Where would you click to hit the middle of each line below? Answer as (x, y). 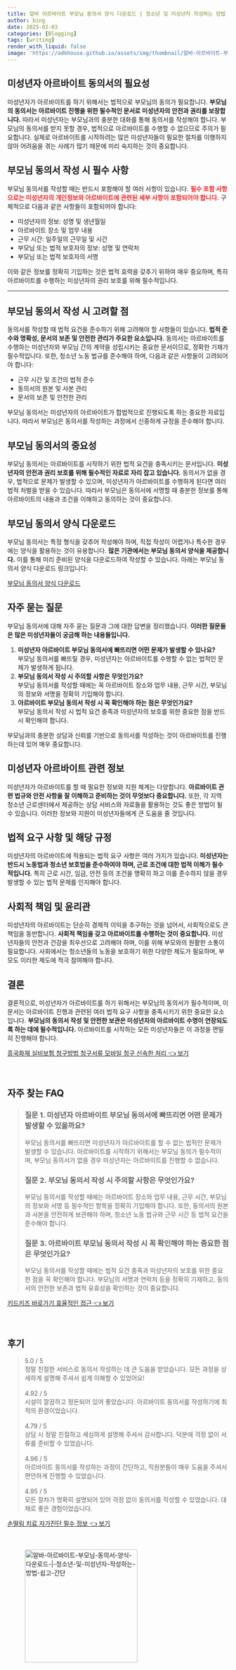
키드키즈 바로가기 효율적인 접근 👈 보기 (61, 1303)
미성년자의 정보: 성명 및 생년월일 (61, 221)
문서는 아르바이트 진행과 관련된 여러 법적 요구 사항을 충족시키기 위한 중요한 (110, 1012)
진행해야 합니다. (36, 1038)
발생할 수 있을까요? (55, 1126)
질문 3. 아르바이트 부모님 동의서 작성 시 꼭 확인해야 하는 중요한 (123, 1243)
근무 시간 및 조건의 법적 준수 (56, 380)
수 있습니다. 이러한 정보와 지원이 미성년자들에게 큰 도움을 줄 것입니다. (102, 813)
